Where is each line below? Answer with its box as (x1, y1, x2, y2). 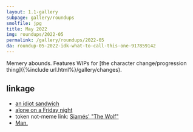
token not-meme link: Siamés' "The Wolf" (15, 113, 119, 120)
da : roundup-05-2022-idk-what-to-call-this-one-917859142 (6, 43, 156, 49)
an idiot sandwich (15, 100, 59, 107)
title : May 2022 (6, 26, 47, 32)
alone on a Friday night (15, 106, 73, 113)
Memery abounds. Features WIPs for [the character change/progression (6, 59, 187, 67)
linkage (6, 83, 35, 94)
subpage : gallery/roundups (6, 15, 75, 21)
